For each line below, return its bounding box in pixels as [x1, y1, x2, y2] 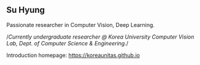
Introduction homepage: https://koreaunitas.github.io [6, 52, 140, 59]
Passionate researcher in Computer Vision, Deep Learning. [6, 21, 155, 28]
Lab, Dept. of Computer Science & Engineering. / [6, 39, 129, 47]
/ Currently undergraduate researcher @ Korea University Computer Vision [6, 33, 194, 40]
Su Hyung [6, 5, 45, 15]
